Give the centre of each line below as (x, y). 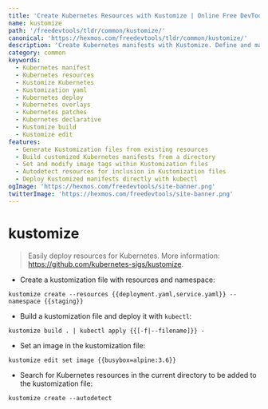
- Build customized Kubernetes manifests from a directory (116, 157)
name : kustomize (35, 23)
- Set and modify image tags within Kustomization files (112, 165)
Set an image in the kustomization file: (83, 345)
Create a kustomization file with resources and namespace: (117, 280)
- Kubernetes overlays (53, 105)
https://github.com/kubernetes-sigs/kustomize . (106, 264)
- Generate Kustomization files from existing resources (112, 149)
